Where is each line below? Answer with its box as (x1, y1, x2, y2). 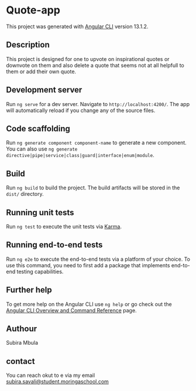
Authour (6, 324, 37, 334)
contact (6, 356, 35, 366)
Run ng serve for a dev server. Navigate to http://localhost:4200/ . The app (6, 100, 190, 107)
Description (6, 40, 50, 50)
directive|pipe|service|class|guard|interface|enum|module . (6, 152, 154, 159)
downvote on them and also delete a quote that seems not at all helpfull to (6, 62, 184, 69)
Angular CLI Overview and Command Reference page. (6, 307, 137, 314)
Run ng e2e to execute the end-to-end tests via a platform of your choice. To (6, 256, 191, 263)
